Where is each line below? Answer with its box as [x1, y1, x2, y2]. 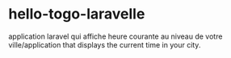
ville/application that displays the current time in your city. [8, 39, 201, 49]
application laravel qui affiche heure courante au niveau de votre [8, 31, 223, 41]
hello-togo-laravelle [8, 5, 145, 23]
